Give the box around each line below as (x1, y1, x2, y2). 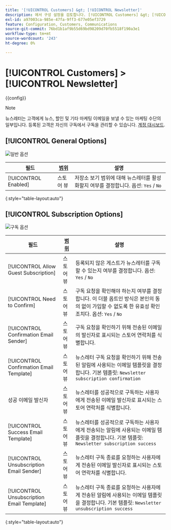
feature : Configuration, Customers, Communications (5, 21, 117, 27)
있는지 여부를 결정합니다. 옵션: (87, 267, 156, 274)
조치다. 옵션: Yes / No (75, 311, 122, 318)
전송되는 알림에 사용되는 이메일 (86, 426, 156, 434)
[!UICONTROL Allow (8, 263, 56, 270)
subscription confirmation (75, 376, 141, 382)
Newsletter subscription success (75, 441, 157, 447)
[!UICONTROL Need (8, 295, 56, 302)
